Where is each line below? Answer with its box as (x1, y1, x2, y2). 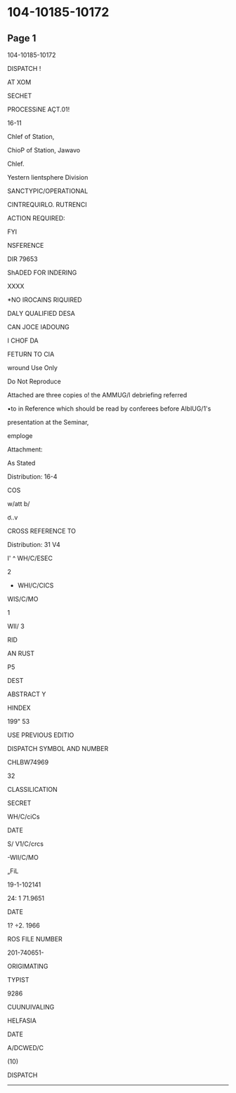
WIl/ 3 (7, 622, 25, 630)
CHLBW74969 (7, 758, 49, 766)
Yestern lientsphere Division (7, 173, 88, 181)
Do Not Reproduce (7, 377, 61, 385)
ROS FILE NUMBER (7, 935, 63, 943)
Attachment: (7, 445, 44, 453)
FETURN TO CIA (7, 350, 55, 358)
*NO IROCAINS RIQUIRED (7, 296, 82, 304)
